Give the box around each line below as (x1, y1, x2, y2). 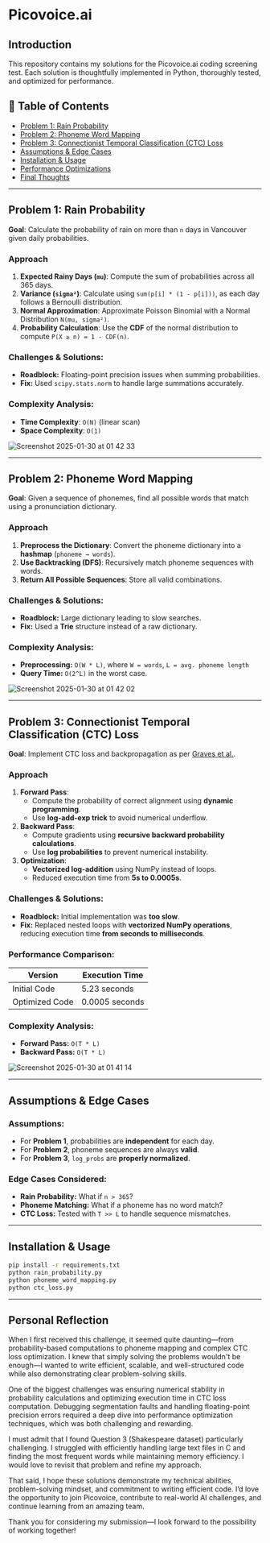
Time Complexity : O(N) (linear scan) (19, 417, 141, 426)
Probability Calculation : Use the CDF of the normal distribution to (19, 322, 239, 332)
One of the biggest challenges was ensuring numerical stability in (8, 1384, 225, 1395)
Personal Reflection (8, 1313, 109, 1327)
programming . (31, 804, 81, 815)
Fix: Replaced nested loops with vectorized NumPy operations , (19, 920, 233, 930)
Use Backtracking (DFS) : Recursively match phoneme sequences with (19, 558, 255, 567)
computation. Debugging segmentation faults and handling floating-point (8, 1402, 251, 1412)
